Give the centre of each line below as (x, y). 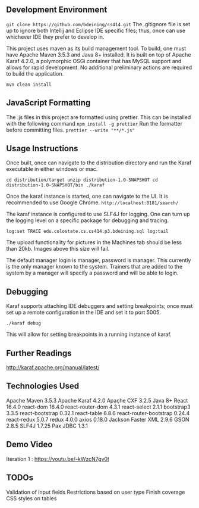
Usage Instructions (42, 149)
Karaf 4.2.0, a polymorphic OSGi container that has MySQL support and (94, 61)
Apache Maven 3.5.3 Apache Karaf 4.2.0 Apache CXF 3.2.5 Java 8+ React (97, 400)
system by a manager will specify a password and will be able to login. (92, 273)
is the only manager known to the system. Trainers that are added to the (94, 267)
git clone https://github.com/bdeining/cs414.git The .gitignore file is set (98, 24)
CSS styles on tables (31, 498)
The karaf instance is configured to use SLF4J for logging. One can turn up (98, 214)
